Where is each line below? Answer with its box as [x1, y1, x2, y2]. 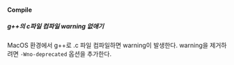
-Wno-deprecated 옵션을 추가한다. [19, 49, 112, 58]
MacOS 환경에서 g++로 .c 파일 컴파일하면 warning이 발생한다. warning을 [7, 41, 209, 49]
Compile [7, 6, 33, 14]
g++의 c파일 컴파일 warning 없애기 [7, 22, 104, 30]
